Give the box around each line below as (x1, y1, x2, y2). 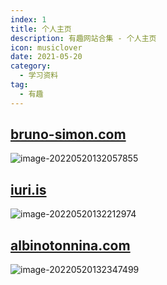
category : (10, 61, 52, 71)
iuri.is (10, 181, 47, 198)
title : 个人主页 (10, 24, 72, 34)
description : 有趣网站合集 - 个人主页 (10, 33, 157, 43)
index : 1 (10, 14, 47, 25)
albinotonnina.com (10, 237, 131, 254)
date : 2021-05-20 (10, 52, 83, 62)
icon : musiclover (10, 42, 83, 53)
